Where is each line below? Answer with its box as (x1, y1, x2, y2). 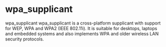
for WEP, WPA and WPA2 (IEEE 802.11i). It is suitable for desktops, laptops (5, 25, 157, 31)
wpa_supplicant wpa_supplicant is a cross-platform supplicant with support (5, 20, 161, 26)
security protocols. (5, 36, 44, 42)
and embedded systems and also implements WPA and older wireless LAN (5, 30, 159, 36)
